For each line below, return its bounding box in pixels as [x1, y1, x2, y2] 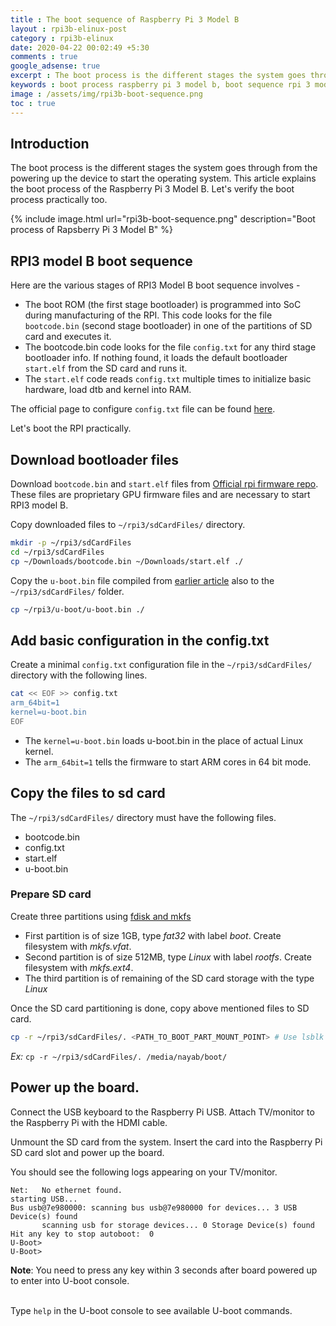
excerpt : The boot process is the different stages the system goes [10, 71, 307, 81]
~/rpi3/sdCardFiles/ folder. [10, 585, 125, 597]
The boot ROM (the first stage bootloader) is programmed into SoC [24, 299, 302, 311]
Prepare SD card [10, 887, 92, 901]
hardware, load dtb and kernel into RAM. [24, 384, 192, 396]
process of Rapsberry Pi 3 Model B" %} [10, 224, 173, 236]
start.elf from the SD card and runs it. [24, 362, 188, 375]
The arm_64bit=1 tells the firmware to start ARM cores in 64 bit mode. [24, 756, 312, 768]
